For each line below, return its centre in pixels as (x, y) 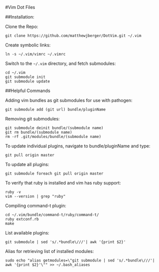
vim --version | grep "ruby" (35, 196)
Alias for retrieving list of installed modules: (50, 251)
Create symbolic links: (28, 45)
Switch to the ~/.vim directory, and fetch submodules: (61, 63)
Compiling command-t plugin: (36, 205)
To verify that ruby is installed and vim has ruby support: (63, 183)
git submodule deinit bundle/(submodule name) (54, 128)
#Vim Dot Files (20, 7)
